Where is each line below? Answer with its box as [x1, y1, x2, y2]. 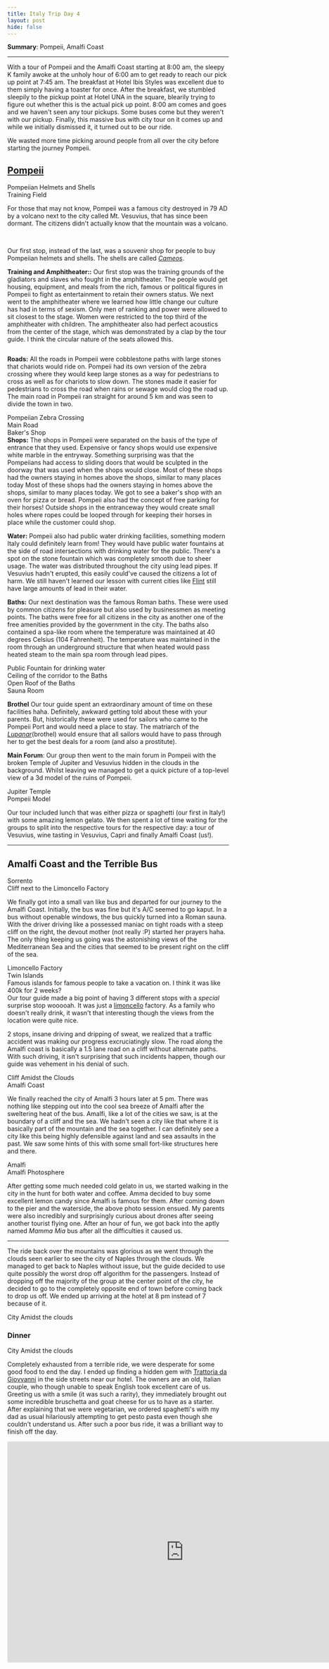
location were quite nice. [7, 1016, 79, 1024]
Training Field [7, 191, 47, 199]
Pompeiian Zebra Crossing [7, 414, 84, 422]
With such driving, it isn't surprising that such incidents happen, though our [7, 1053, 226, 1060]
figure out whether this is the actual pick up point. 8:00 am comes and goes [7, 100, 227, 109]
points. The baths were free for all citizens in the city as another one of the [7, 613, 224, 621]
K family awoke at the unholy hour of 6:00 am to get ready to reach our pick [7, 70, 227, 79]
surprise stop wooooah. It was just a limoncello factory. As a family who [7, 1001, 216, 1010]
